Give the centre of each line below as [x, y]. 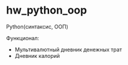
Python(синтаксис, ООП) [37, 27]
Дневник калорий [37, 56]
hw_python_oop [47, 10]
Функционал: [23, 38]
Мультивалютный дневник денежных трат [68, 49]
